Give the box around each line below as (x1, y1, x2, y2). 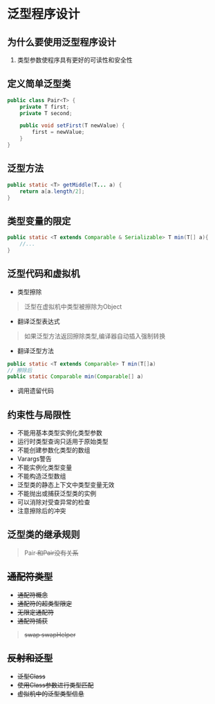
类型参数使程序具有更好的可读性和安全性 (17, 56, 133, 64)
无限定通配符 (17, 608, 54, 616)
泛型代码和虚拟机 (7, 268, 80, 280)
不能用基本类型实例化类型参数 (17, 429, 102, 437)
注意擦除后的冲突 (17, 507, 66, 515)
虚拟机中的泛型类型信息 (17, 689, 84, 698)
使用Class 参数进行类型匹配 (17, 680, 95, 689)
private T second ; (19, 110, 73, 117)
